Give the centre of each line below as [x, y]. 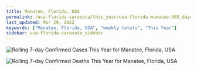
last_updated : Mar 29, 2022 [40, 22]
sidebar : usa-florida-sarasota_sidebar [55, 33]
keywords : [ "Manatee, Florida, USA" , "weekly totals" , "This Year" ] [91, 28]
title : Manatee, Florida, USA [43, 11]
